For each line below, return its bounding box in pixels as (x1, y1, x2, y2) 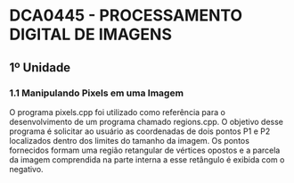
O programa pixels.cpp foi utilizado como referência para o (9, 106, 225, 117)
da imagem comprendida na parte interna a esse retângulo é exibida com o (9, 154, 285, 165)
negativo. (9, 163, 44, 174)
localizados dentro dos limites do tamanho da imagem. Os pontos (9, 135, 249, 146)
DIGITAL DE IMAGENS (9, 24, 172, 45)
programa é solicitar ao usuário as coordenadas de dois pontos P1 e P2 (9, 126, 271, 137)
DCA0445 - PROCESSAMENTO (9, 5, 243, 26)
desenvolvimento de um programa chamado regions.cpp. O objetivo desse (9, 116, 283, 127)
